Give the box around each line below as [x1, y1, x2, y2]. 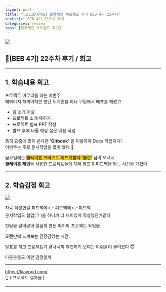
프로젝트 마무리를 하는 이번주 [5, 92, 61, 98]
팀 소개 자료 [12, 109, 36, 115]
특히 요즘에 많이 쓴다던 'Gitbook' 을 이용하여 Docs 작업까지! [5, 138, 122, 144]
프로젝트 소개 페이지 [12, 115, 51, 121]
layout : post [5, 7, 32, 12]
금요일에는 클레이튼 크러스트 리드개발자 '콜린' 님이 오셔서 [5, 154, 115, 160]
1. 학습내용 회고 [5, 78, 49, 87]
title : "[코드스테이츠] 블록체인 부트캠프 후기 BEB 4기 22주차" [5, 12, 121, 17]
